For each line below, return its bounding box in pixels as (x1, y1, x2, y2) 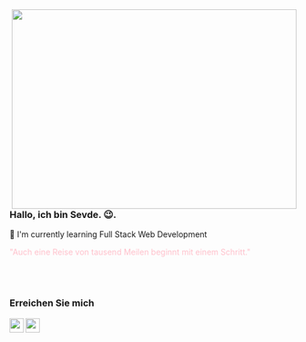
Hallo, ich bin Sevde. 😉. (9, 209, 117, 221)
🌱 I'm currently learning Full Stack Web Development (9, 229, 208, 240)
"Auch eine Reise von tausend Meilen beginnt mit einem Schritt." (9, 246, 251, 258)
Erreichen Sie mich (9, 296, 95, 309)
